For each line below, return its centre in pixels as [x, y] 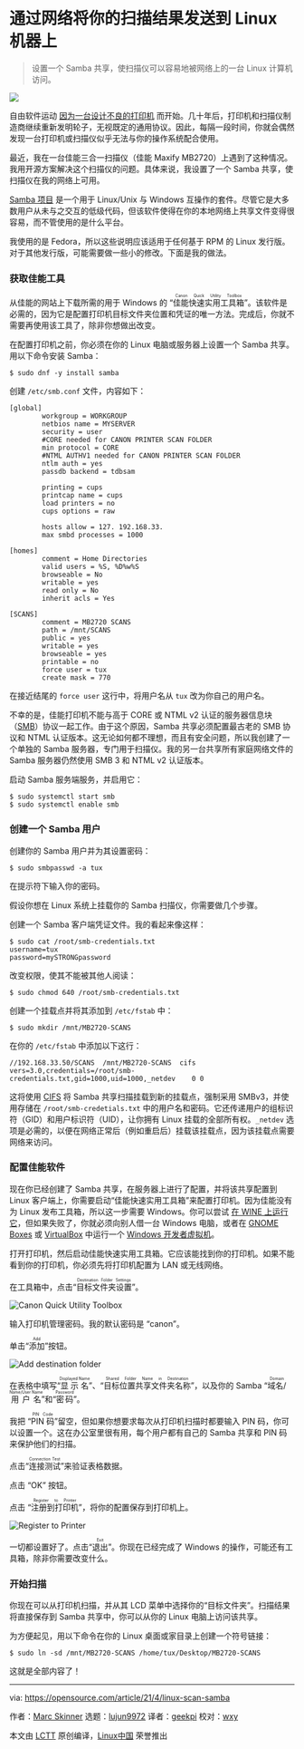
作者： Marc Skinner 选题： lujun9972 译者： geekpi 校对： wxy [124, 1716]
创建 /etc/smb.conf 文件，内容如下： [78, 391]
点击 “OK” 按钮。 [41, 1485]
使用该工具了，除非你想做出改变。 [96, 325]
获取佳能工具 [38, 278]
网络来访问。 [33, 1142]
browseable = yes [74, 654]
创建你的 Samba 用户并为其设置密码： [80, 850]
